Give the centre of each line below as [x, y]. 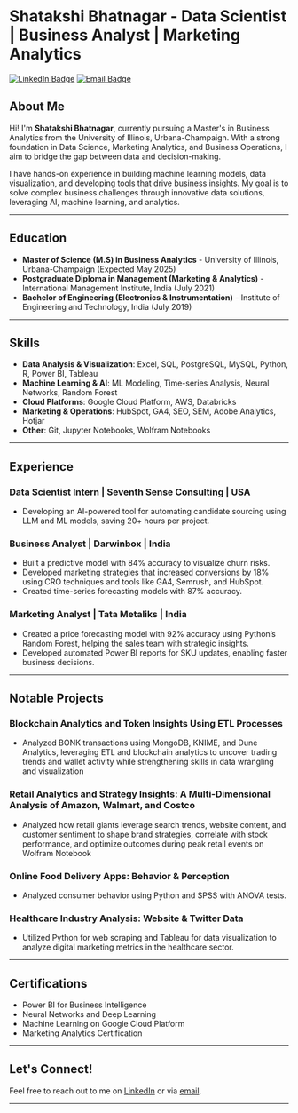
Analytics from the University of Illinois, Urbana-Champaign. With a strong [145, 137]
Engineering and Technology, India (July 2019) [107, 306]
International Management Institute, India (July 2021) [118, 288]
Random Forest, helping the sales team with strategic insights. [136, 643]
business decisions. [58, 662]
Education [38, 238]
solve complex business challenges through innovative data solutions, [137, 192]
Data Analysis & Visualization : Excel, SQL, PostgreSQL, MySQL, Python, [155, 364]
